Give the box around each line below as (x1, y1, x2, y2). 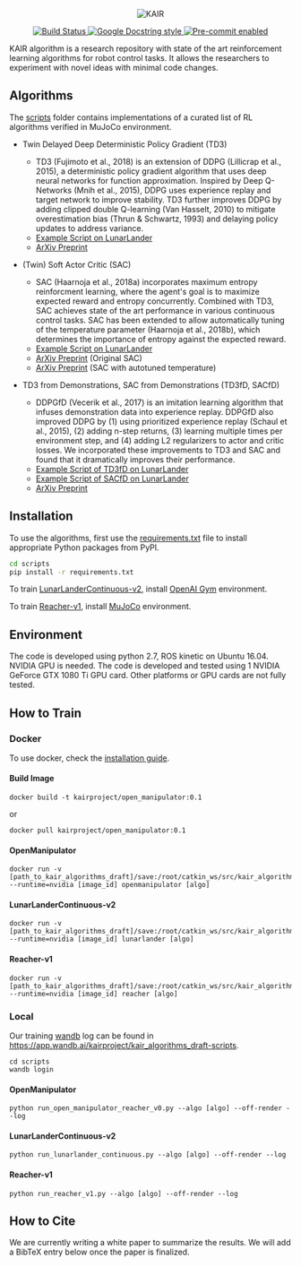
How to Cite (9, 1213, 76, 1228)
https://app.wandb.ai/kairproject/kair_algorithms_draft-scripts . (9, 1039, 239, 1050)
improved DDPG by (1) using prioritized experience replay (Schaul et (35, 416, 288, 426)
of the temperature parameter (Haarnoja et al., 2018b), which (35, 323, 261, 335)
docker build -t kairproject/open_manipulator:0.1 (9, 793, 202, 802)
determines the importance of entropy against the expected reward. (35, 333, 287, 344)
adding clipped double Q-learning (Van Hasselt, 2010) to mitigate (35, 203, 276, 214)
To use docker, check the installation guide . (9, 753, 170, 763)
